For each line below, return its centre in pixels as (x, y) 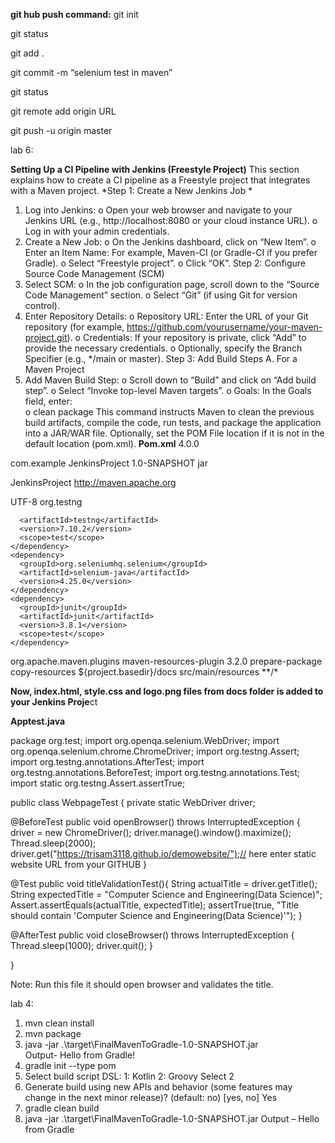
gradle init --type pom (70, 1065)
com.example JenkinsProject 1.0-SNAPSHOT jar (109, 463)
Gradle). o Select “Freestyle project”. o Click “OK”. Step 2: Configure (165, 263)
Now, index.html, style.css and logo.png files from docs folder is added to (167, 691)
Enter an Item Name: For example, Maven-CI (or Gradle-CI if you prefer (171, 252)
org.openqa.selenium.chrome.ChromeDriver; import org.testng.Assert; (155, 751)
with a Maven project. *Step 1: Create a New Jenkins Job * (131, 190)
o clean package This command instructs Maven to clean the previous (169, 412)
